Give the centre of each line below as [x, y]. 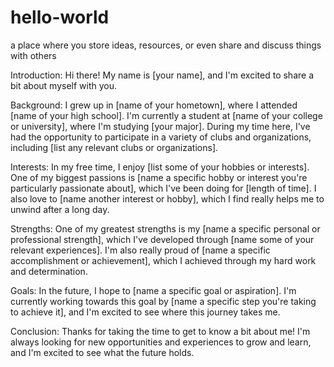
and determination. [49, 271]
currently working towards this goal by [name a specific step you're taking [163, 301]
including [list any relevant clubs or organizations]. [114, 147]
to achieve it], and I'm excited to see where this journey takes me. [145, 312]
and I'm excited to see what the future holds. [102, 352]
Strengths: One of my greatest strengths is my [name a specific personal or [165, 228]
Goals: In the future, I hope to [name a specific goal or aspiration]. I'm [153, 290]
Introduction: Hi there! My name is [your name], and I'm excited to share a [162, 75]
